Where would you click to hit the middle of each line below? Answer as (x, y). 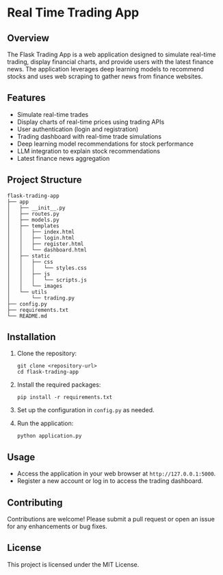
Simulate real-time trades (53, 114)
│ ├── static (29, 256)
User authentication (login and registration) (78, 129)
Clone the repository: (47, 353)
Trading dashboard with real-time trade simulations (89, 136)
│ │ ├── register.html (45, 244)
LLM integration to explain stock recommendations (89, 151)
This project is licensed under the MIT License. (73, 564)
